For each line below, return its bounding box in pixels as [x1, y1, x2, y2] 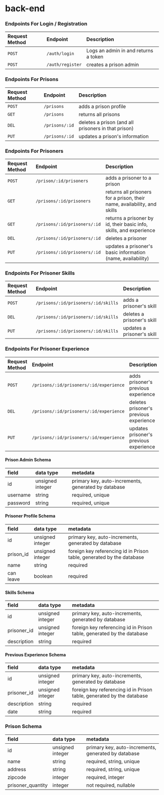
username [7, 491, 31, 498]
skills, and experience [105, 227, 155, 234]
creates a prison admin [86, 62, 139, 68]
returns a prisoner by [105, 215, 154, 222]
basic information [105, 249, 145, 256]
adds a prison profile [79, 103, 126, 110]
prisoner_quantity [7, 782, 48, 789]
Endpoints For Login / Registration [5, 21, 88, 27]
